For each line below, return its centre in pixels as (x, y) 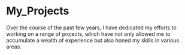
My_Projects (38, 11)
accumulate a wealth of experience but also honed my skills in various (93, 40)
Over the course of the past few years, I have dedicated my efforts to (91, 27)
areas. (14, 47)
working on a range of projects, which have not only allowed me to (88, 33)
